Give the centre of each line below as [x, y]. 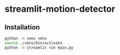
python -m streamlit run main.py [39, 48]
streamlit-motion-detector [60, 9]
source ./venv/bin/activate [34, 43]
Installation [22, 27]
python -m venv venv [26, 38]
